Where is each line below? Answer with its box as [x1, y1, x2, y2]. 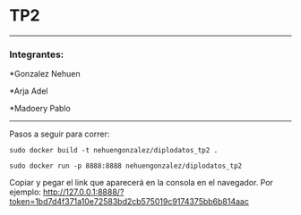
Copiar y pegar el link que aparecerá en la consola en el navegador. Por [9, 178, 273, 188]
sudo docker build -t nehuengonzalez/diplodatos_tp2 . [9, 146, 219, 155]
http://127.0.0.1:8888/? [43, 186, 125, 197]
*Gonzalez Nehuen [9, 69, 81, 79]
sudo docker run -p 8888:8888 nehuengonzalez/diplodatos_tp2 [9, 161, 243, 170]
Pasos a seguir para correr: [9, 128, 110, 139]
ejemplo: [9, 186, 42, 197]
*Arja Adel [9, 86, 48, 96]
